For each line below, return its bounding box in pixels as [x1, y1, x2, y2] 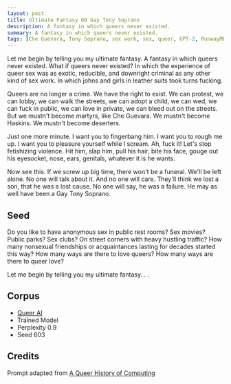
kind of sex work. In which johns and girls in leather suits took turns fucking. [7, 76, 223, 85]
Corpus [7, 290, 40, 302]
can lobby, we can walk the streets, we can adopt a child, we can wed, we [7, 97, 217, 105]
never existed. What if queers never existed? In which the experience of [7, 62, 211, 70]
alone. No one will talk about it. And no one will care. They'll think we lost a [7, 175, 219, 183]
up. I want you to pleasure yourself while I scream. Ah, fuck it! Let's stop [7, 140, 212, 148]
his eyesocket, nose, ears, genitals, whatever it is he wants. [7, 154, 175, 162]
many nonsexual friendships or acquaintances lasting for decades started [7, 242, 216, 250]
